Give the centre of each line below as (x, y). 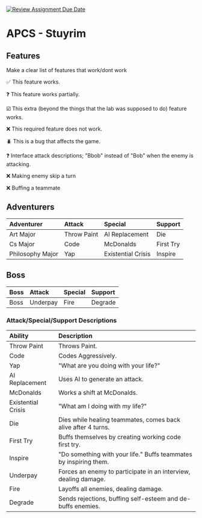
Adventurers (31, 207)
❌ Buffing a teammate (33, 188)
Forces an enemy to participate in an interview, (124, 471)
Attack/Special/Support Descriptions (62, 320)
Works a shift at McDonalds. (98, 392)
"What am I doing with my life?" (103, 406)
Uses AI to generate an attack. (101, 379)
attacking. (19, 164)
